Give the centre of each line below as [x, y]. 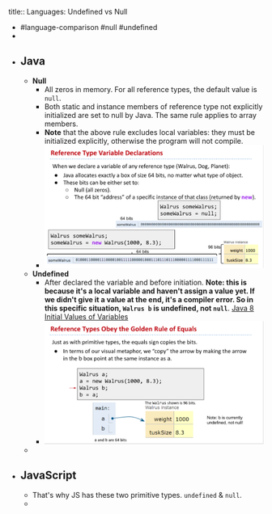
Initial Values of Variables [86, 316]
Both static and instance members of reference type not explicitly [153, 106]
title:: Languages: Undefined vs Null [68, 12]
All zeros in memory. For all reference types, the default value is [151, 89]
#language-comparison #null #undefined [89, 27]
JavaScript [48, 476]
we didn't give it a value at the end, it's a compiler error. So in [149, 299]
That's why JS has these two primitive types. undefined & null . [137, 495]
